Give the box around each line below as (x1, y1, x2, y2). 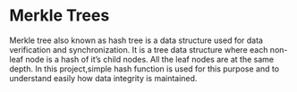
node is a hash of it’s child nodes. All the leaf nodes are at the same (25, 54, 275, 64)
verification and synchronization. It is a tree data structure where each (9, 44, 268, 54)
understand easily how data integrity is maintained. (9, 72, 198, 83)
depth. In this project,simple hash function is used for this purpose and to (9, 63, 280, 74)
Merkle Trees (9, 5, 110, 26)
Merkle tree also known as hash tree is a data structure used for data (9, 35, 264, 46)
